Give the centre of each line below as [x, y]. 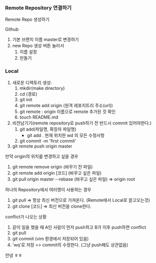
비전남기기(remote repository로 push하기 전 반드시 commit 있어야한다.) [82, 123]
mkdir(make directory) [42, 88]
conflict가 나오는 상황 [26, 217]
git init [26, 99]
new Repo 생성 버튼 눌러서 [38, 46]
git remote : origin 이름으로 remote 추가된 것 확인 [67, 112]
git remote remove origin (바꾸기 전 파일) [52, 167]
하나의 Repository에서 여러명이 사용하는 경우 [48, 189]
